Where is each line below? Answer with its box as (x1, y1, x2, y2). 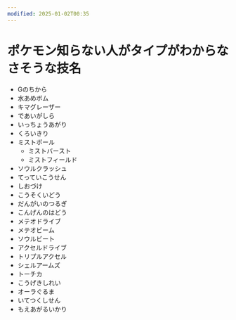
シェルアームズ (17, 261, 61, 269)
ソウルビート (17, 234, 55, 243)
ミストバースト (27, 146, 72, 155)
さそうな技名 (7, 60, 82, 76)
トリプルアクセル (17, 252, 67, 260)
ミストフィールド (27, 155, 78, 164)
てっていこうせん (17, 173, 67, 181)
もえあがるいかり (17, 305, 67, 313)
